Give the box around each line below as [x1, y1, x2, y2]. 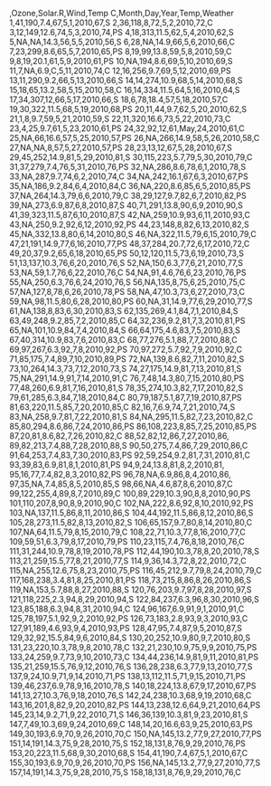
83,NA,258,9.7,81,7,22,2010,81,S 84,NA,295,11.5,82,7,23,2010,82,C [9, 412, 254, 421]
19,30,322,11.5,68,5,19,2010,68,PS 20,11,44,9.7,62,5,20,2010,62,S [9, 104, 247, 114]
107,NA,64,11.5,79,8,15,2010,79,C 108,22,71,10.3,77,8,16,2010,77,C [9, 526, 246, 537]
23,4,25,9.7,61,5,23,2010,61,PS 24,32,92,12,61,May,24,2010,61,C [9, 123, 246, 134]
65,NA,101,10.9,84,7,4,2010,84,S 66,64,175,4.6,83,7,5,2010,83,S [9, 325, 241, 336]
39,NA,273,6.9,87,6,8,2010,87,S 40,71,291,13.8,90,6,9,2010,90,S [9, 200, 244, 211]
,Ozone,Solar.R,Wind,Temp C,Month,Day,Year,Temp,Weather [9, 8, 235, 18]
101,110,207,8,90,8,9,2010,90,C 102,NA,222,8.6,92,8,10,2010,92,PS [9, 497, 254, 508]
